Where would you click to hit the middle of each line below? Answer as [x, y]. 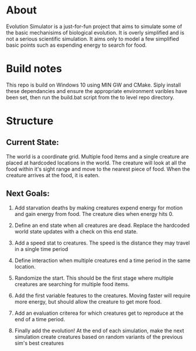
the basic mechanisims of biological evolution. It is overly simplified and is [95, 32]
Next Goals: [28, 194]
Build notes [34, 69]
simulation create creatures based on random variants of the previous [99, 336]
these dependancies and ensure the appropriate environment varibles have [97, 91]
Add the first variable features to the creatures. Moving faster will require [102, 295]
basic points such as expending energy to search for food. [77, 45]
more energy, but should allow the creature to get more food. [88, 301]
